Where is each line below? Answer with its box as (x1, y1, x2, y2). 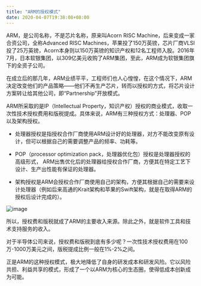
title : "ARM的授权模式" (6, 8, 61, 15)
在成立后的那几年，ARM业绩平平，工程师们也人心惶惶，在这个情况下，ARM (6, 75, 193, 82)
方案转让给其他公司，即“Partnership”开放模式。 (6, 90, 124, 97)
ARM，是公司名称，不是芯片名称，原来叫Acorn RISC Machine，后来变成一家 (6, 31, 195, 39)
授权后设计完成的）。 (14, 193, 65, 200)
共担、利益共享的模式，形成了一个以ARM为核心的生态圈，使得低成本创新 (6, 266, 186, 273)
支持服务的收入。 (11, 225, 54, 232)
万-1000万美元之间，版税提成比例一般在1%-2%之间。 (6, 245, 139, 252)
